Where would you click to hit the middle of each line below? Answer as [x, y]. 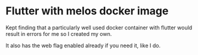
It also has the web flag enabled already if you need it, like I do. [83, 45]
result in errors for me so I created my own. [59, 33]
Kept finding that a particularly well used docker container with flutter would [99, 27]
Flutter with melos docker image [87, 11]
